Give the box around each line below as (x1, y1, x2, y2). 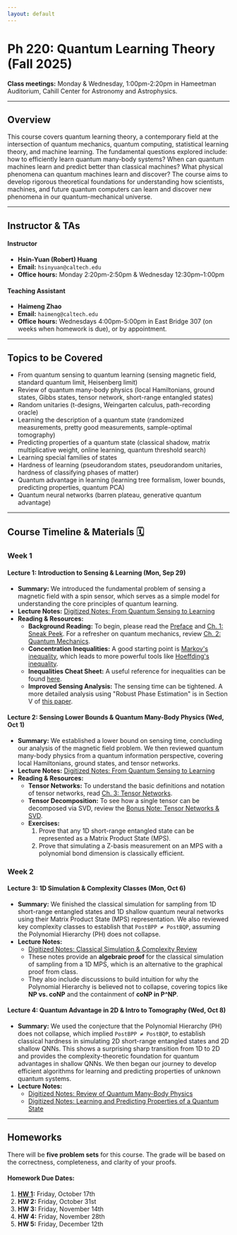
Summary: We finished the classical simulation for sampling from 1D (17, 899, 217, 908)
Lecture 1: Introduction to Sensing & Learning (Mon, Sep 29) (7, 568, 186, 577)
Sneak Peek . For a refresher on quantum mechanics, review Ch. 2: (28, 629, 221, 638)
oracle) (17, 408, 39, 416)
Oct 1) (7, 720, 25, 729)
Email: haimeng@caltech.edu (17, 310, 99, 318)
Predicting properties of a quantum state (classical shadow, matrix (17, 438, 210, 446)
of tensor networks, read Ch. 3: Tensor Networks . (28, 789, 173, 797)
